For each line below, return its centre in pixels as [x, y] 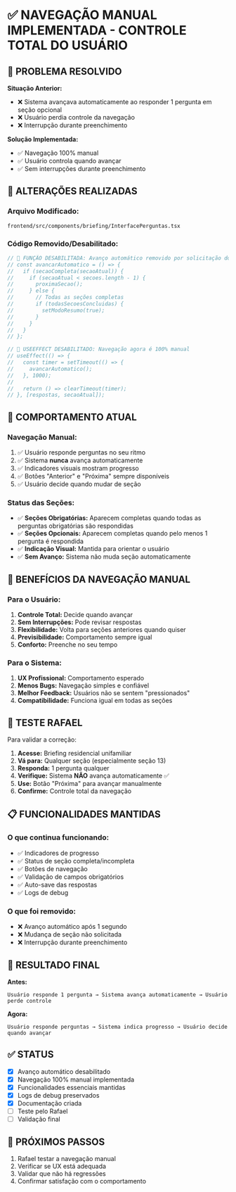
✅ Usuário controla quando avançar [69, 161]
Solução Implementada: [43, 139]
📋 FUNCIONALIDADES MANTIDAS [84, 814]
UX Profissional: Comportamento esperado [81, 678]
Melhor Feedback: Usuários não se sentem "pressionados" [104, 693]
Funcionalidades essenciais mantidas [71, 1087]
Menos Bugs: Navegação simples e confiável [83, 685]
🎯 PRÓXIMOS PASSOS [56, 1142]
